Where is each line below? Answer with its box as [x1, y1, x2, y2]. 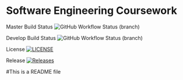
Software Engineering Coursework [6, 4, 178, 17]
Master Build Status [6, 23, 54, 30]
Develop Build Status [6, 34, 57, 41]
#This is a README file [6, 68, 61, 75]
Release [6, 57, 26, 64]
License [6, 45, 25, 53]
